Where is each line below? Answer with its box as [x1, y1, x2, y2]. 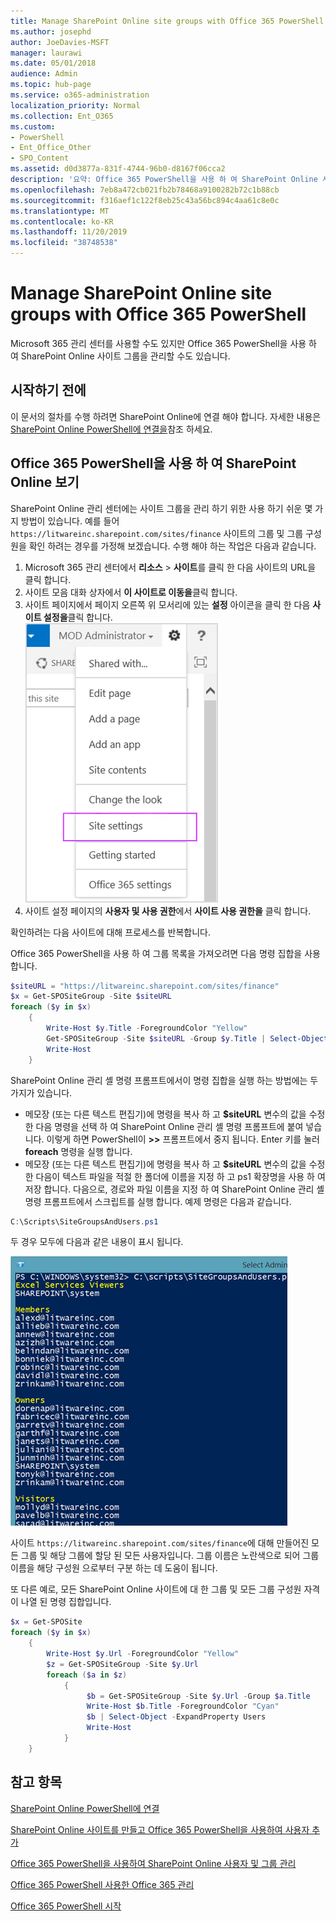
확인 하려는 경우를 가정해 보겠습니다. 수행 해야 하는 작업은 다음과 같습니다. [28, 540, 317, 552]
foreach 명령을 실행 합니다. [24, 1145, 133, 1157]
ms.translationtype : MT [10, 206, 110, 216]
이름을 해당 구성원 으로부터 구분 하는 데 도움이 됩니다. [10, 1562, 218, 1574]
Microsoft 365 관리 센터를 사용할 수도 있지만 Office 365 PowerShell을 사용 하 [10, 337, 317, 349]
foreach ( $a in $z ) [46, 1670, 128, 1680]
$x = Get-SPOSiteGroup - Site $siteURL [10, 991, 172, 1002]
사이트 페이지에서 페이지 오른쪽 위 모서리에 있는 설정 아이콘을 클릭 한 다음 [24, 598, 311, 610]
